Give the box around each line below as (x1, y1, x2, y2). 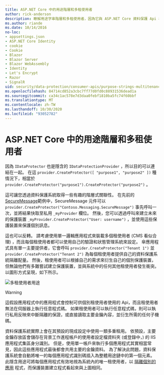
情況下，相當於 (5, 175, 35, 181)
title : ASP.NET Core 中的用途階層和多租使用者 (5, 7, 93, 12)
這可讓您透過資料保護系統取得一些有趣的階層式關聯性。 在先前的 (5, 192, 135, 197)
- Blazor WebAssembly (5, 61, 49, 66)
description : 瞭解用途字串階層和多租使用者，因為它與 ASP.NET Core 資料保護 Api (5, 16, 157, 21)
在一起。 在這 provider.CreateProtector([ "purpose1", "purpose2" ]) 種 (9, 169, 157, 175)
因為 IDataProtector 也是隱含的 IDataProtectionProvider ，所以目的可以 (5, 163, 151, 169)
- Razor (5, 75, 21, 80)
